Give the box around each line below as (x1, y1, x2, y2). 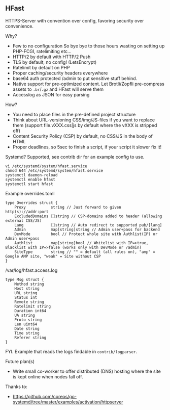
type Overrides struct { (5, 200, 58, 206)
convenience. (5, 23, 34, 29)
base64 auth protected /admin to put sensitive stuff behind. (12, 75, 138, 81)
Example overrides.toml (5, 190, 55, 196)
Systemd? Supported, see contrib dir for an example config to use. (5, 153, 145, 160)
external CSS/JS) (5, 218, 42, 223)
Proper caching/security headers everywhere (12, 70, 108, 76)
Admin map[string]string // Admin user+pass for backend (14, 227, 160, 232)
